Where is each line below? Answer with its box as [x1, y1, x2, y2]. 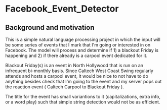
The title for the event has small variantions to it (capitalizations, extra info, [5, 94, 161, 99]
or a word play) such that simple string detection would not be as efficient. [5, 99, 160, 105]
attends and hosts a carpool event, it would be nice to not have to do [5, 73, 148, 79]
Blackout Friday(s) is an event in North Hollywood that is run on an [5, 63, 143, 68]
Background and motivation [5, 23, 95, 32]
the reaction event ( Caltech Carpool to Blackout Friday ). [5, 84, 124, 90]
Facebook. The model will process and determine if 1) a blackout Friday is [5, 47, 158, 53]
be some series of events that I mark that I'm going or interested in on [5, 42, 151, 48]
